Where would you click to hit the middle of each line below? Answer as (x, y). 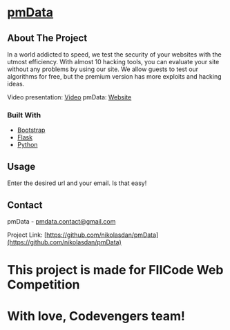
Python (27, 145)
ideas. (16, 84)
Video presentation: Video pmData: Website (69, 97)
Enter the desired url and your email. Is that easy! (77, 183)
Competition (44, 285)
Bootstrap (31, 130)
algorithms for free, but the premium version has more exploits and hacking (114, 76)
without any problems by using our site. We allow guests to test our (103, 69)
